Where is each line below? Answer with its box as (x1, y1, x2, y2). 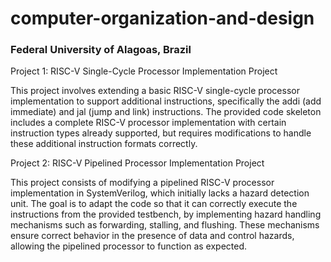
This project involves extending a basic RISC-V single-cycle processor (10, 85, 300, 97)
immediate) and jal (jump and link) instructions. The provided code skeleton (10, 106, 322, 118)
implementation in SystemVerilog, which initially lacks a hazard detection (10, 187, 310, 199)
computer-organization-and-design (10, 7, 315, 30)
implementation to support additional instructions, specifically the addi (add (10, 95, 322, 107)
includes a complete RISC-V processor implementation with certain (10, 117, 287, 129)
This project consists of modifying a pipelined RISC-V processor (10, 177, 275, 189)
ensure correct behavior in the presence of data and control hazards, (10, 230, 295, 242)
